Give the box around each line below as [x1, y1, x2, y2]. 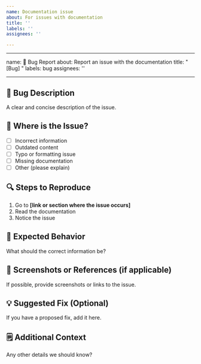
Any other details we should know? [6, 351, 93, 359]
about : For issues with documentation [6, 14, 103, 20]
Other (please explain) [14, 164, 70, 171]
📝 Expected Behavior [6, 231, 86, 242]
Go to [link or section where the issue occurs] [14, 201, 131, 209]
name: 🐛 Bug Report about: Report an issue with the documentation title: [6, 58, 184, 66]
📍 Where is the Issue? [6, 121, 89, 131]
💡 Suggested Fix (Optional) [6, 298, 109, 308]
